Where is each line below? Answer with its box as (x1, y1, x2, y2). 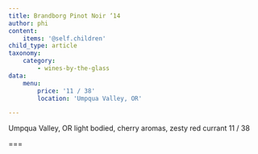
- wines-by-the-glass (37, 65, 110, 73)
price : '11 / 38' (37, 86, 95, 95)
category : (23, 57, 56, 65)
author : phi (8, 19, 48, 27)
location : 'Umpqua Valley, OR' (37, 94, 143, 102)
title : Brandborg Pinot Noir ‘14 (8, 11, 121, 20)
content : (8, 27, 38, 35)
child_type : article (8, 42, 78, 50)
